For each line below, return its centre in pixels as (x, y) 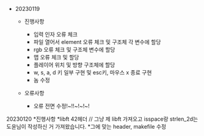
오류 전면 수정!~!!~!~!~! (61, 106)
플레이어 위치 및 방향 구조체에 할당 (74, 65)
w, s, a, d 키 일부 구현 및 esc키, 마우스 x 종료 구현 (93, 72)
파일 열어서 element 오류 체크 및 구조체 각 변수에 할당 (97, 42)
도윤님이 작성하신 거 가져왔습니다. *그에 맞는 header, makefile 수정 (86, 127)
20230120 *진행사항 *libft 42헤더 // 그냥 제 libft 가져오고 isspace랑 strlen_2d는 (102, 119)
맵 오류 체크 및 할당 (56, 57)
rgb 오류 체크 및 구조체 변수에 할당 (74, 49)
